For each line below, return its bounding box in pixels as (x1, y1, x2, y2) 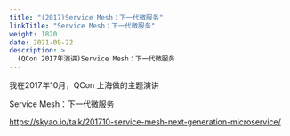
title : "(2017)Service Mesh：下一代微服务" (9, 12, 164, 22)
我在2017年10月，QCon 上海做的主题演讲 (9, 80, 160, 90)
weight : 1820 (9, 29, 58, 38)
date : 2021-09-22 (9, 37, 74, 47)
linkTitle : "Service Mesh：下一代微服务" (9, 21, 156, 30)
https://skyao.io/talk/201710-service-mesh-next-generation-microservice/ (9, 116, 282, 127)
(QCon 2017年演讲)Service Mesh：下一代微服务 (17, 54, 175, 63)
